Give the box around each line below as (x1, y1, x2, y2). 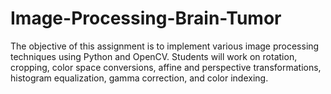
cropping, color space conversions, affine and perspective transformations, (10, 61, 322, 73)
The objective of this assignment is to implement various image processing (10, 40, 320, 52)
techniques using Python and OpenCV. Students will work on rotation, (10, 50, 298, 62)
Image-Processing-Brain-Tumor (10, 7, 282, 30)
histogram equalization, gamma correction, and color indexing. (10, 72, 269, 84)
